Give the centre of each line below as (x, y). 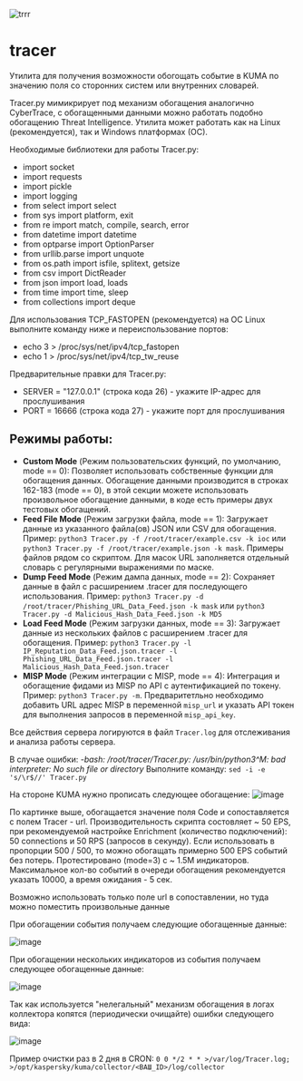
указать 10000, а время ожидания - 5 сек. (91, 879)
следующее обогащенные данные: (77, 969)
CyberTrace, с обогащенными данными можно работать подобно (136, 112)
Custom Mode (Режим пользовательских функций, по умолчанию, (151, 461)
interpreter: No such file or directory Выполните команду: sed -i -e (137, 769)
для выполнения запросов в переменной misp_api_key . (129, 714)
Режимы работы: (61, 439)
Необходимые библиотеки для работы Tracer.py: (104, 149)
